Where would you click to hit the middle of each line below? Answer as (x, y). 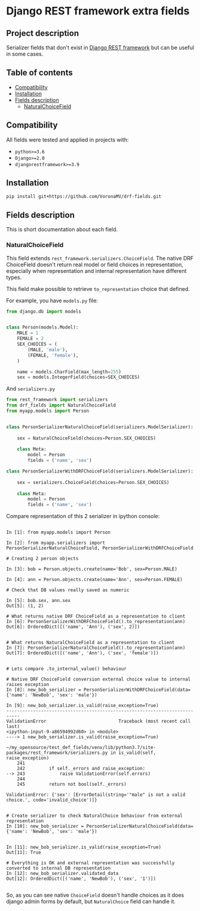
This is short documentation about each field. (62, 230)
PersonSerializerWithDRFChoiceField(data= (137, 690)
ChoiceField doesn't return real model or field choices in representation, (95, 264)
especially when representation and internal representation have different (96, 270)
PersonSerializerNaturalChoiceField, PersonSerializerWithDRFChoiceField (100, 548)
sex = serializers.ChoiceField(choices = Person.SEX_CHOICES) (93, 482)
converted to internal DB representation (59, 868)
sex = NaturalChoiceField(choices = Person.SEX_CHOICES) (87, 438)
